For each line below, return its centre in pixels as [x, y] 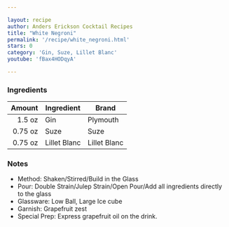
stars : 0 [20, 46]
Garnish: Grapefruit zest [52, 209]
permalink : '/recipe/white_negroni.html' [69, 39]
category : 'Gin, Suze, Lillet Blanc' [62, 53]
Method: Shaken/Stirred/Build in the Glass [78, 179]
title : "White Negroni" [42, 33]
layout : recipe [29, 20]
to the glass [34, 194]
